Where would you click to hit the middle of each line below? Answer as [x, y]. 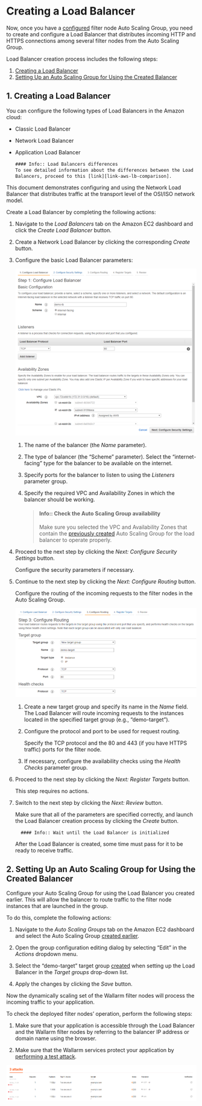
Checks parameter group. [56, 767]
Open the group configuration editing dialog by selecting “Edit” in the [101, 947]
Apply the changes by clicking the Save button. [74, 984]
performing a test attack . [46, 1056]
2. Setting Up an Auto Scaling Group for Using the [101, 869]
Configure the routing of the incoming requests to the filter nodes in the [104, 593]
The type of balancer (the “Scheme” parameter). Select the [97, 457]
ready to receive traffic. [44, 850]
